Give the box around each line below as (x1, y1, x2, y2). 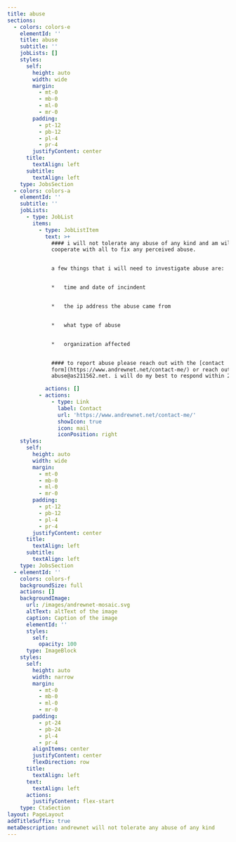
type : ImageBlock (25, 648, 77, 655)
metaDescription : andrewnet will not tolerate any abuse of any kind (7, 824, 216, 831)
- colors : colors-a (13, 187, 71, 194)
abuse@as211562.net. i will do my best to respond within (51, 373, 225, 380)
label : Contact (57, 404, 102, 412)
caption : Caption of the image (25, 614, 118, 621)
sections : (7, 17, 37, 24)
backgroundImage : (20, 595, 71, 602)
